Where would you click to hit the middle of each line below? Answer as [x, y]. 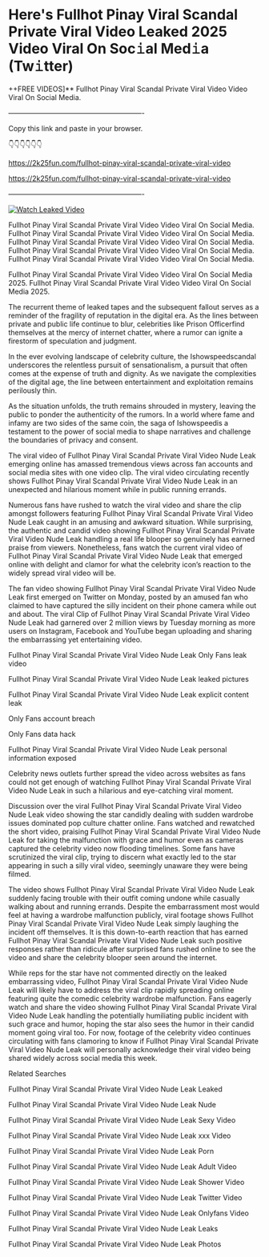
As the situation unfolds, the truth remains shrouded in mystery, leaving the [132, 406]
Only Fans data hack [42, 734]
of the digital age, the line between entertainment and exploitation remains [131, 382]
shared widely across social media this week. [83, 1058]
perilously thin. [33, 390]
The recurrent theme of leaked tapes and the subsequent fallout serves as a [134, 306]
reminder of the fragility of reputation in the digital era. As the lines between [133, 315]
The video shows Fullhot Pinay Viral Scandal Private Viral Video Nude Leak [131, 889]
